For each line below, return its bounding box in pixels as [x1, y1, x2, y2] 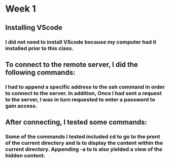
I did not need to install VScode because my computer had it [5, 38, 156, 46]
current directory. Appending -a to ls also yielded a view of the [5, 146, 163, 153]
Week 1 [5, 3, 36, 15]
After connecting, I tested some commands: [5, 118, 147, 127]
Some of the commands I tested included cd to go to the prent [5, 133, 161, 140]
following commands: [5, 68, 76, 76]
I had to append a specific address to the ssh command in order [5, 83, 165, 90]
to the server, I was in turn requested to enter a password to [5, 96, 156, 103]
